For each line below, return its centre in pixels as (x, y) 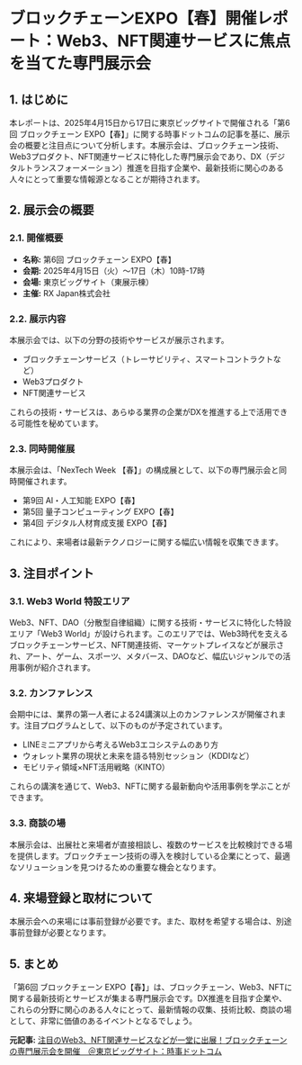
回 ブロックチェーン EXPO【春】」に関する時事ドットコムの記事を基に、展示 (150, 134)
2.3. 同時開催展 (42, 448)
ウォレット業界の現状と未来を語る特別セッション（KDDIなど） (138, 756)
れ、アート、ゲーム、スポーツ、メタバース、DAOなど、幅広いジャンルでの (146, 656)
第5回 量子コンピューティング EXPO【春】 (100, 512)
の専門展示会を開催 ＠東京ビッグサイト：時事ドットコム (115, 1051)
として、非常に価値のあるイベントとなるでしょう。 (103, 1021)
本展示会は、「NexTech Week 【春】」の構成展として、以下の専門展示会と (144, 470)
